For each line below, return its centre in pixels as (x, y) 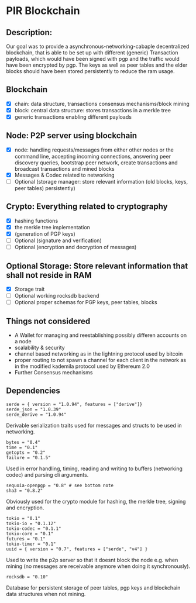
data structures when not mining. (46, 594)
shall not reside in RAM (49, 275)
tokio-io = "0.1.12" (31, 523)
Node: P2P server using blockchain (72, 136)
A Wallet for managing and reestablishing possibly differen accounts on (101, 335)
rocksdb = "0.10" (27, 577)
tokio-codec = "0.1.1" (34, 528)
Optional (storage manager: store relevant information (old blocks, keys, (101, 181)
